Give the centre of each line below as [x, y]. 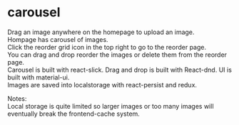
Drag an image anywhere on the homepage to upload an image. [101, 32]
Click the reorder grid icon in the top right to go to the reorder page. [107, 47]
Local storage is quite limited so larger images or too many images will [111, 106]
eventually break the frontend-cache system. [74, 114]
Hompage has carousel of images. [58, 39]
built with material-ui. [39, 77]
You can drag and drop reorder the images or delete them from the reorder [117, 55]
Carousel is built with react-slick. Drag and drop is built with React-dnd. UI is [119, 70]
